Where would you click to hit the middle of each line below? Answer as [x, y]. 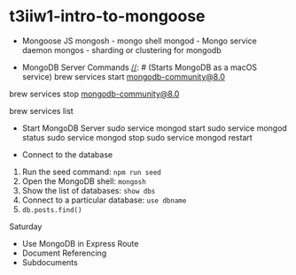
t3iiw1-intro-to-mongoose [107, 16]
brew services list [41, 111]
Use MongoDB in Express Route [80, 243]
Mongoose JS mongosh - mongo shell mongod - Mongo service [139, 41]
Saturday [26, 226]
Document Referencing [64, 253]
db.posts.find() [52, 210]
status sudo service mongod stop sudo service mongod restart [137, 137]
